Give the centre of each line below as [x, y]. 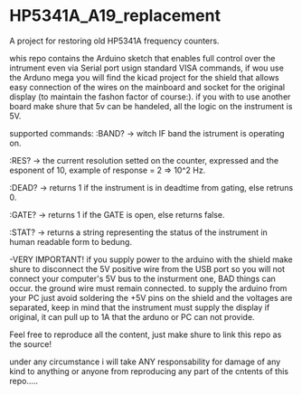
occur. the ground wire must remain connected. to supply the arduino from [148, 288]
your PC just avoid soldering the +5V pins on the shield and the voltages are [151, 297]
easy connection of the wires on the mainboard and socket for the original [147, 87]
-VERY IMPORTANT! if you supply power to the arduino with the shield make [151, 259]
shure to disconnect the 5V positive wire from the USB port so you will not [147, 268]
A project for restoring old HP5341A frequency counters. [114, 41]
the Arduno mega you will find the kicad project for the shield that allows [144, 77]
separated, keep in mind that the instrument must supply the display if [140, 307]
